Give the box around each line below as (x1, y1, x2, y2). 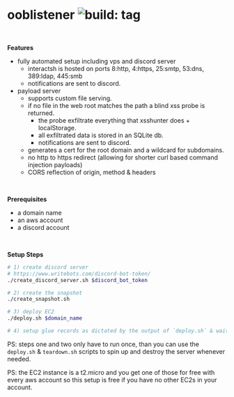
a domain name (17, 208, 62, 217)
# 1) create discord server (7, 263, 89, 271)
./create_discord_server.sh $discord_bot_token (7, 277, 148, 283)
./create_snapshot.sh (7, 296, 70, 303)
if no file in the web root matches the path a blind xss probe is (27, 101, 205, 109)
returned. (27, 109, 55, 117)
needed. (7, 355, 31, 363)
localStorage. (38, 123, 77, 132)
